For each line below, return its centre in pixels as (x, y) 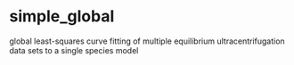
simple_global (62, 16)
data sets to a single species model (74, 50)
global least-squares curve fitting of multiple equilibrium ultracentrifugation (147, 41)
